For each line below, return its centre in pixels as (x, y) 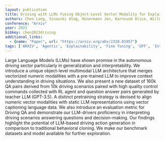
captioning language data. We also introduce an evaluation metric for (75, 107)
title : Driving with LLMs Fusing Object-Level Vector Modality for (76, 14)
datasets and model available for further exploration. (58, 133)
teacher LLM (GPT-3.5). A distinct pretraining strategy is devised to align (78, 97)
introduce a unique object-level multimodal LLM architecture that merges (79, 70)
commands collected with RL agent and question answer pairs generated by (82, 91)
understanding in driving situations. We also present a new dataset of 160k (81, 81)
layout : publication (26, 10)
